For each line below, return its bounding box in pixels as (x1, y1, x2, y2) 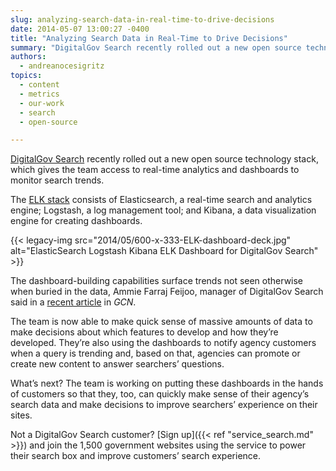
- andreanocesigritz (19, 61, 105, 71)
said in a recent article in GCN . (10, 296, 137, 308)
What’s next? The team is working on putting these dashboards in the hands (10, 377, 324, 390)
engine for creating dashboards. (10, 215, 143, 227)
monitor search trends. (10, 174, 105, 186)
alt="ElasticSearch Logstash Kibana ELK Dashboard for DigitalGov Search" (10, 245, 319, 257)
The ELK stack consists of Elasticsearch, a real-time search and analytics (10, 194, 313, 206)
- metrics (19, 89, 60, 99)
